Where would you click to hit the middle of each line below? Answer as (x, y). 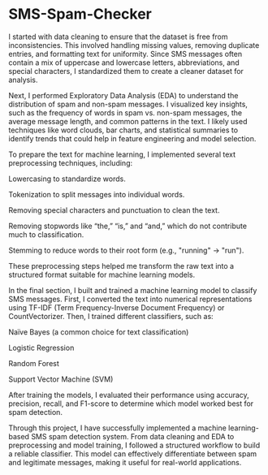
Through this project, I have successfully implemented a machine (118, 428)
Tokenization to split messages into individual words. (97, 194)
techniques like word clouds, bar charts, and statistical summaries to (123, 130)
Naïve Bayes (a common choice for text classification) (99, 332)
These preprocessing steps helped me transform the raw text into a (121, 266)
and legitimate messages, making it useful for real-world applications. (125, 462)
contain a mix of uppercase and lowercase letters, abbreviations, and (124, 63)
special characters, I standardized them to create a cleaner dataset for (126, 71)
